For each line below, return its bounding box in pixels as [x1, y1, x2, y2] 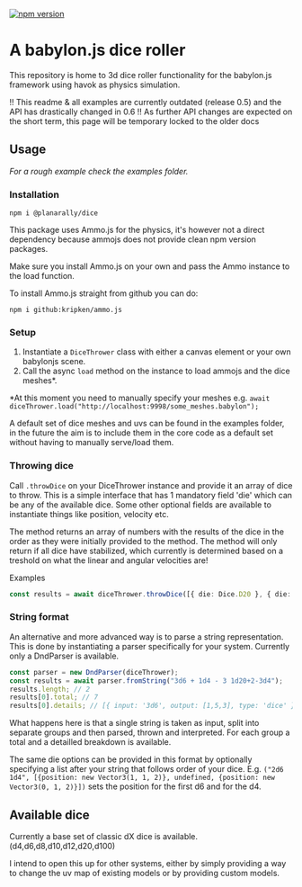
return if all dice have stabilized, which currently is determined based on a [9, 545, 284, 556]
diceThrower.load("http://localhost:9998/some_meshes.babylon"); [9, 402, 259, 411]
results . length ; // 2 [9, 685, 91, 694]
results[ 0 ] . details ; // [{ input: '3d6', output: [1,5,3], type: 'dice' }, [9, 702, 299, 711]
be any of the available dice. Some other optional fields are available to [9, 499, 272, 510]
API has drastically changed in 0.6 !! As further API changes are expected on [9, 106, 293, 117]
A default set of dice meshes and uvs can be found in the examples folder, [9, 418, 285, 429]
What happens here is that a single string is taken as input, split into [9, 718, 260, 729]
